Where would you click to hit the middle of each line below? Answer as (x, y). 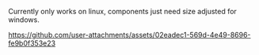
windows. (24, 20)
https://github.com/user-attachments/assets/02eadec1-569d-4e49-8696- (129, 35)
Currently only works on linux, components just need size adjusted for (123, 11)
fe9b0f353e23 (32, 43)
